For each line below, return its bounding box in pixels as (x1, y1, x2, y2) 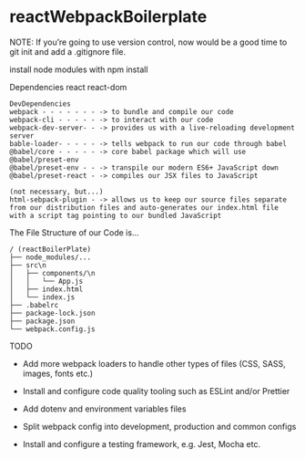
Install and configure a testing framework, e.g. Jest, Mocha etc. (22, 438, 261, 449)
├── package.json (9, 317, 76, 326)
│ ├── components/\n (9, 268, 96, 277)
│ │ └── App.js (9, 276, 84, 286)
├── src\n (9, 260, 47, 270)
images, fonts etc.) (22, 368, 94, 379)
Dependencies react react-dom (9, 81, 127, 92)
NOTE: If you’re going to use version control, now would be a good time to (9, 37, 288, 47)
